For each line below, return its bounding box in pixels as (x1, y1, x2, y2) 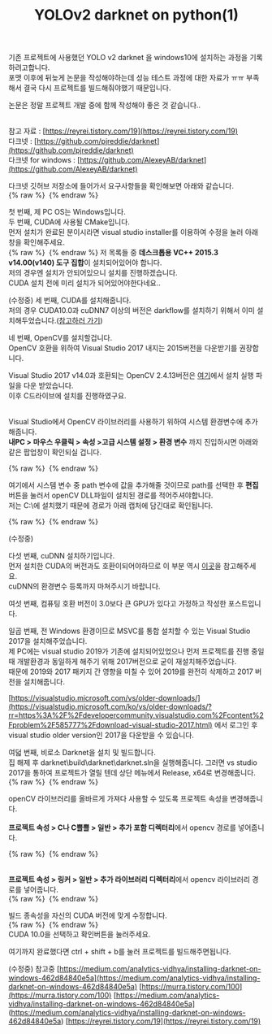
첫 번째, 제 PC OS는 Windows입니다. (8, 207, 126, 217)
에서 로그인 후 (214, 720, 258, 730)
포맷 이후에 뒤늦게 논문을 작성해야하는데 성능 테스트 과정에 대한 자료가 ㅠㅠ (8, 73, 245, 83)
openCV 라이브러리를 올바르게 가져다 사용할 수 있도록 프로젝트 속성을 (8, 794, 229, 804)
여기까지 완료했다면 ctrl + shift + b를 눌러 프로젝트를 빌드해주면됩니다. (8, 947, 231, 957)
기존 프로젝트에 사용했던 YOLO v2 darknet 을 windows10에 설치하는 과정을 (8, 53, 248, 63)
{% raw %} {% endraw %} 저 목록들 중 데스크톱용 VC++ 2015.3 (8, 248, 219, 258)
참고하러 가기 (58, 315, 101, 326)
